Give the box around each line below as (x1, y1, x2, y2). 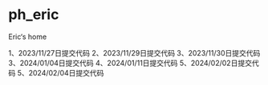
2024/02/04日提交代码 (28, 68, 104, 77)
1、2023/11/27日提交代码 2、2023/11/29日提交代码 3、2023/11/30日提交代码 (8, 48, 261, 57)
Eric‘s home (8, 32, 47, 41)
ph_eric (8, 6, 59, 24)
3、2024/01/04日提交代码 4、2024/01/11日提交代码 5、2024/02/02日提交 (8, 58, 253, 68)
